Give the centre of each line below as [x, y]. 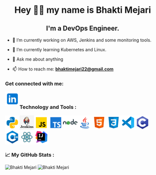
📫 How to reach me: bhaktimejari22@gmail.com [63, 69]
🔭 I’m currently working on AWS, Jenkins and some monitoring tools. [82, 40]
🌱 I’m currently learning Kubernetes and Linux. [59, 50]
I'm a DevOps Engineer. [83, 28]
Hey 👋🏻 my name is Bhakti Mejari [83, 10]
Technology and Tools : [48, 107]
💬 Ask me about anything [38, 59]
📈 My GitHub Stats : [30, 155]
